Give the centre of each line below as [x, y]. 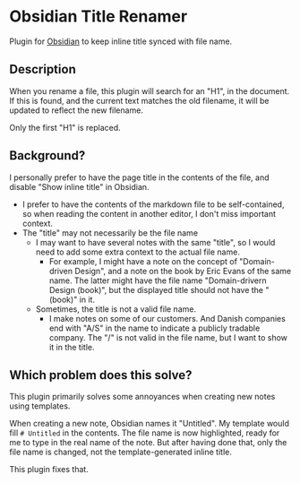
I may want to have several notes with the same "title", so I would [155, 242]
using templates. [40, 406]
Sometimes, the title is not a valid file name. [116, 309]
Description [43, 69]
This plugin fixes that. [49, 470]
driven [61, 271]
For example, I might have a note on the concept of [143, 261]
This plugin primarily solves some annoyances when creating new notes [142, 397]
